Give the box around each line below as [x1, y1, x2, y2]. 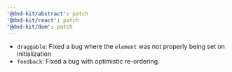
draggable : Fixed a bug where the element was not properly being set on [16, 43, 226, 51]
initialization [16, 50, 52, 58]
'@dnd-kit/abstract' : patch [6, 10, 89, 17]
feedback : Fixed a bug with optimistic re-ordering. [16, 57, 160, 66]
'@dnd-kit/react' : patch [6, 17, 79, 24]
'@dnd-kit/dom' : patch [6, 23, 73, 30]
